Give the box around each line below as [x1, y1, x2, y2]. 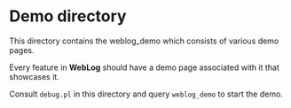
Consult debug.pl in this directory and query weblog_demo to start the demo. [9, 89, 284, 99]
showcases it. [9, 71, 59, 81]
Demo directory [9, 6, 127, 27]
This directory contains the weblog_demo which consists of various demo [9, 35, 279, 46]
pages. [9, 44, 35, 55]
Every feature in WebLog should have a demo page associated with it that [9, 62, 279, 73]
